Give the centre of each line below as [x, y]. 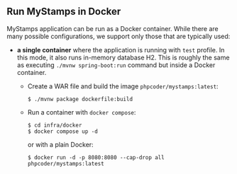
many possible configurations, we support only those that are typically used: [118, 36]
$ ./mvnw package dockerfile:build [80, 99]
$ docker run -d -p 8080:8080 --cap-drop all [96, 157]
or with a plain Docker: [60, 144]
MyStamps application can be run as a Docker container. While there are [112, 28]
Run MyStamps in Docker [64, 12]
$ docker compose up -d [63, 131]
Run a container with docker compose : [82, 112]
